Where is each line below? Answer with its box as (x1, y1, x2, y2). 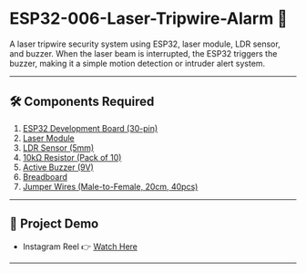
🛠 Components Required (9, 94, 155, 110)
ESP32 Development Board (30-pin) (22, 122, 158, 133)
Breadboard (22, 171, 68, 182)
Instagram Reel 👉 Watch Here (22, 241, 138, 252)
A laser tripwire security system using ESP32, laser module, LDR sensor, (9, 38, 280, 49)
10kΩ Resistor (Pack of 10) (22, 152, 122, 163)
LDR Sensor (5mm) (22, 142, 95, 153)
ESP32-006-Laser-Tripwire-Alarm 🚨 (9, 8, 289, 29)
